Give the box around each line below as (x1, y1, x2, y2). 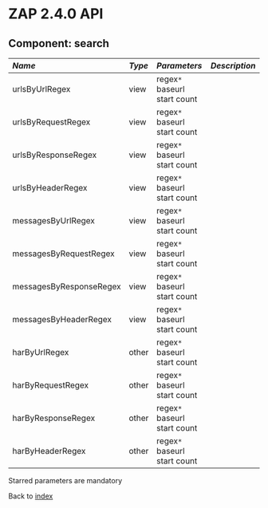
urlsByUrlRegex (12, 84, 71, 94)
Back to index (8, 491, 53, 501)
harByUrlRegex (12, 347, 69, 357)
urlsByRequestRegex (12, 116, 91, 128)
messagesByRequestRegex (12, 248, 115, 259)
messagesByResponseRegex (12, 281, 121, 292)
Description (210, 61, 256, 71)
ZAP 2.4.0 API (8, 5, 104, 23)
